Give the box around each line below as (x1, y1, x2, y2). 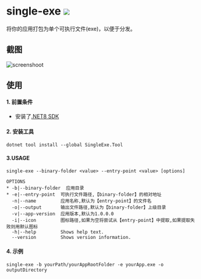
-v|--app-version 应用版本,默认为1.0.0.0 (12, 210, 114, 217)
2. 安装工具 (6, 127, 35, 135)
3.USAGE (6, 155, 30, 162)
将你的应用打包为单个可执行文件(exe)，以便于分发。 (6, 25, 136, 32)
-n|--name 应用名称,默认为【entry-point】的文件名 (12, 198, 152, 204)
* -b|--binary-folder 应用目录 (6, 185, 85, 191)
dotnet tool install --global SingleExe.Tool (6, 141, 123, 148)
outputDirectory (6, 267, 47, 273)
